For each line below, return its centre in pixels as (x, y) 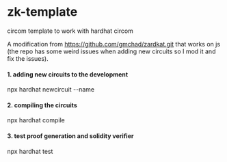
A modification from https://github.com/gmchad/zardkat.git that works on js (114, 44)
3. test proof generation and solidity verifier (70, 136)
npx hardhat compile (36, 120)
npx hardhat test (30, 151)
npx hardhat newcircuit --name (51, 90)
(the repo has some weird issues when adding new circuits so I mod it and (111, 51)
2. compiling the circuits (42, 105)
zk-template (42, 12)
